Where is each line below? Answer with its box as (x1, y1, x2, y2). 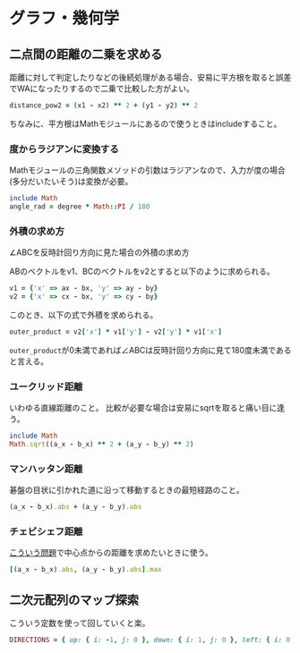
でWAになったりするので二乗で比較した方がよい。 (9, 83, 194, 94)
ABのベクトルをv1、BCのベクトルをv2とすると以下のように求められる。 (9, 266, 275, 277)
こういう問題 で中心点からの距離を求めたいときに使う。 (9, 547, 213, 558)
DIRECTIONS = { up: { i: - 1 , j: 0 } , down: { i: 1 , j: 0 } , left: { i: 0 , (9, 636, 295, 645)
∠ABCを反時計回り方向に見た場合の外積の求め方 (9, 247, 190, 258)
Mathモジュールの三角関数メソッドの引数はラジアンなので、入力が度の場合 (9, 165, 286, 175)
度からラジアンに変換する (9, 142, 119, 155)
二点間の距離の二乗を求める (9, 47, 163, 62)
